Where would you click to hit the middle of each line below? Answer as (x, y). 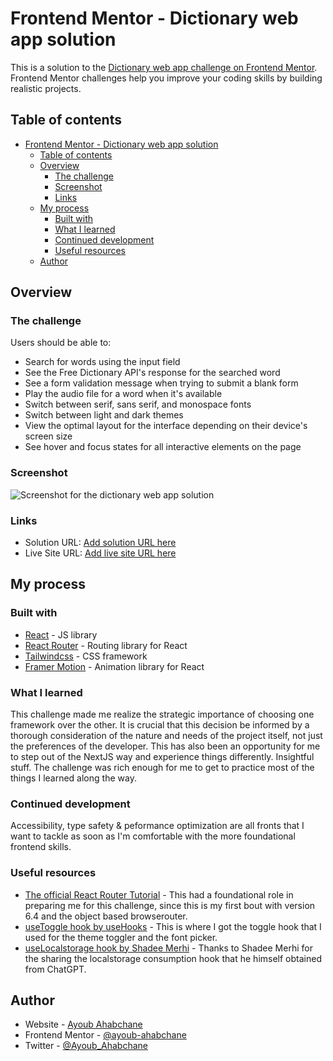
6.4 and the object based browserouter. (106, 916)
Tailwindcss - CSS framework (86, 656)
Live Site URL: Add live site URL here (100, 553)
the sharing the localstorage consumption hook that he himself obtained (173, 958)
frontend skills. (41, 847)
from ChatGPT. (55, 969)
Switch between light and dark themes (104, 415)
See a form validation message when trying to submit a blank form (161, 383)
